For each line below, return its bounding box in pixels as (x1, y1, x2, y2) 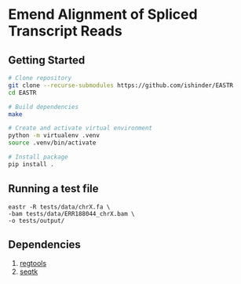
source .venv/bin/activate (8, 139, 97, 147)
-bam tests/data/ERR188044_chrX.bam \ (8, 209, 135, 217)
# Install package (8, 153, 68, 161)
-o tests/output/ (8, 217, 65, 224)
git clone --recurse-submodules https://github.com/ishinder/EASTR (8, 81, 234, 89)
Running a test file (8, 182, 100, 195)
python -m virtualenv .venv (8, 132, 100, 140)
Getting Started (8, 53, 86, 67)
